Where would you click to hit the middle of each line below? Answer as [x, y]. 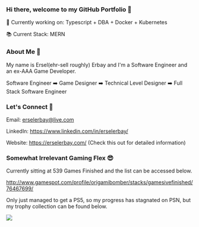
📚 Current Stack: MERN [36, 34]
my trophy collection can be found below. [57, 206]
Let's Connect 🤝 [30, 107]
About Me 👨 [23, 52]
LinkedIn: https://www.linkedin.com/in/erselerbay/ [67, 131]
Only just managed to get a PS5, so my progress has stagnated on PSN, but [99, 200]
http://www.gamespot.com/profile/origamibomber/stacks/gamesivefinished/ [99, 183]
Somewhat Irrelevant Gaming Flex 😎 [60, 158]
